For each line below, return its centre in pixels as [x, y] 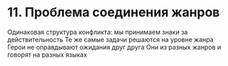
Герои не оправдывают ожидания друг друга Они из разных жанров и [114, 47]
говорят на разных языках [47, 55]
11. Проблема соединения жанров [114, 12]
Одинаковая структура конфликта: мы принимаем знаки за [98, 32]
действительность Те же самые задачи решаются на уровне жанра [111, 39]
